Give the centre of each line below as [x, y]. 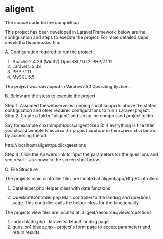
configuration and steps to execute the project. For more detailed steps [77, 37]
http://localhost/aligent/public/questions [46, 145]
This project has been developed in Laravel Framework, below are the [75, 32]
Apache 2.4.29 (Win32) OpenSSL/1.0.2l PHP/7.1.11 [62, 61]
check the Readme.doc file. [33, 42]
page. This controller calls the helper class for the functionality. [76, 203]
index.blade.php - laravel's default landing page [60, 221]
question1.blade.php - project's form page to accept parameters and [81, 227]
